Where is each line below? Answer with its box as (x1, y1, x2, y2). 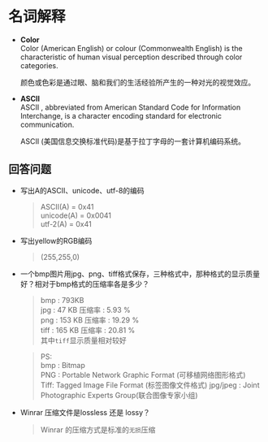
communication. (19, 119, 75, 129)
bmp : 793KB (40, 295, 84, 305)
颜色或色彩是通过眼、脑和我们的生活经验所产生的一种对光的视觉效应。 (19, 77, 256, 87)
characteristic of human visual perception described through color (19, 52, 243, 62)
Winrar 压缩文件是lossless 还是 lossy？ (19, 407, 150, 417)
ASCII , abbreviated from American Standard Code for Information (19, 102, 241, 112)
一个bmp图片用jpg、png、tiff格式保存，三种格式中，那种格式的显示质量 (19, 269, 260, 279)
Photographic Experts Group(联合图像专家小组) (40, 390, 198, 400)
